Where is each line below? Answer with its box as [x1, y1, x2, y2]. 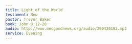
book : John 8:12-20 [5, 21, 47, 27]
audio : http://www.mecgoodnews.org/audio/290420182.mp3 [5, 26, 127, 31]
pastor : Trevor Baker [5, 17, 52, 22]
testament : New [5, 12, 38, 17]
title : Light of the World [5, 7, 63, 13]
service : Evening [5, 31, 42, 36]
